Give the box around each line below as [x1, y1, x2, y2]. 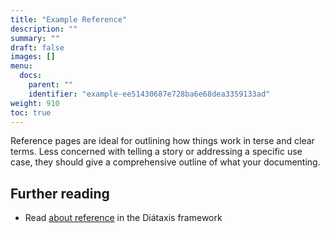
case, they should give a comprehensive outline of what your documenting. [10, 156, 321, 168]
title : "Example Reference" [10, 14, 128, 25]
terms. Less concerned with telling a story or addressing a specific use [10, 146, 303, 158]
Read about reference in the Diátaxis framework [24, 212, 223, 224]
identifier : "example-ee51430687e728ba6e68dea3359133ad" [28, 89, 271, 99]
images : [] [10, 52, 56, 62]
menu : [10, 61, 33, 71]
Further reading [10, 185, 110, 202]
